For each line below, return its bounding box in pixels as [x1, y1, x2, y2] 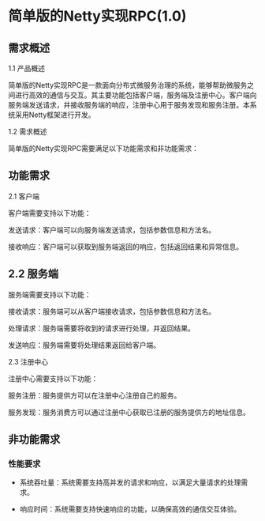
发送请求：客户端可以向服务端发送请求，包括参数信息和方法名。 [8, 225, 215, 234]
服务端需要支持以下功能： [8, 289, 91, 299]
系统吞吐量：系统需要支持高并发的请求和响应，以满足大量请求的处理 [19, 478, 241, 487]
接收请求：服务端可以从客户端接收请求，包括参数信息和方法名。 [8, 306, 215, 316]
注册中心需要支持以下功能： [8, 373, 99, 383]
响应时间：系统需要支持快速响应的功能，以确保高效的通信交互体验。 [19, 504, 241, 514]
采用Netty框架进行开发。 [14, 110, 96, 119]
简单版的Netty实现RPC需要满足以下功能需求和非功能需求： [8, 144, 200, 153]
